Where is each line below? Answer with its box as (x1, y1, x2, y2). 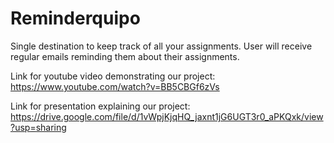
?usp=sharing (10, 121, 67, 133)
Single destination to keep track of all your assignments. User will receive (10, 40, 313, 52)
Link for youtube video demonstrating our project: (10, 70, 216, 82)
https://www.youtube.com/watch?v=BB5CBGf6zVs (10, 80, 220, 92)
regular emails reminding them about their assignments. (10, 50, 240, 62)
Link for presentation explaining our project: (10, 100, 191, 112)
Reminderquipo (10, 7, 141, 30)
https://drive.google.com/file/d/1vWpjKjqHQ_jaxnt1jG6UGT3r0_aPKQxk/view (10, 110, 324, 122)
